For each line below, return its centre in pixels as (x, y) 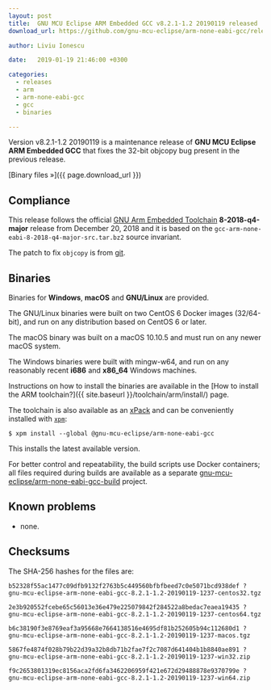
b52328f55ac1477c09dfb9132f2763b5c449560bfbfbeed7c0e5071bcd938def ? (128, 586)
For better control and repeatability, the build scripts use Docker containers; (134, 464)
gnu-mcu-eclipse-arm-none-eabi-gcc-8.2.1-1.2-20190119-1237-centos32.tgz (135, 593)
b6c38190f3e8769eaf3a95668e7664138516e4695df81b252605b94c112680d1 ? (128, 628)
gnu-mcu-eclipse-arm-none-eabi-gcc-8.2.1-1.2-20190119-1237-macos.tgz (129, 635)
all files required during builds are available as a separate (103, 473)
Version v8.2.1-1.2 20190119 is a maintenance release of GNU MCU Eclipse (132, 142)
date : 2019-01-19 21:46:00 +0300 (68, 60)
